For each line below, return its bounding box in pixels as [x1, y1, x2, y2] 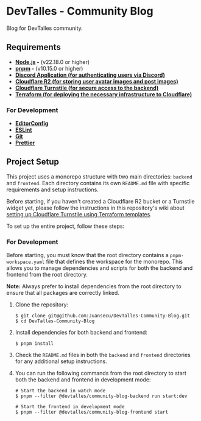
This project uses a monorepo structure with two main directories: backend [6, 172, 193, 180]
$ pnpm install [15, 341, 54, 347]
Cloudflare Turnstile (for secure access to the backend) [15, 84, 159, 91]
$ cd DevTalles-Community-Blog [15, 318, 95, 324]
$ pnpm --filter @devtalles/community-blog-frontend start [15, 409, 169, 416]
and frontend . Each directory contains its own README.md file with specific [6, 179, 190, 186]
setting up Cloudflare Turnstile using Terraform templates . [6, 210, 152, 218]
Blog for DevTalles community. [6, 24, 83, 32]
